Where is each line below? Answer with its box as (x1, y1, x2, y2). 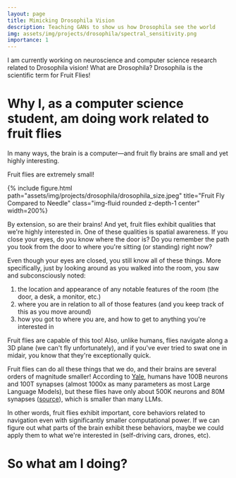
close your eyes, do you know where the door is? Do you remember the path (7, 235, 230, 244)
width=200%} (7, 206, 48, 215)
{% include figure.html (7, 184, 73, 193)
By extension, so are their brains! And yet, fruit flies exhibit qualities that (7, 220, 216, 229)
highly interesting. (7, 157, 60, 165)
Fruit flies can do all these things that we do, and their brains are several (7, 365, 217, 374)
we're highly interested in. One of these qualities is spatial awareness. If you (7, 227, 228, 237)
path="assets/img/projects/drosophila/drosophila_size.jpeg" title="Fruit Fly (7, 191, 225, 200)
